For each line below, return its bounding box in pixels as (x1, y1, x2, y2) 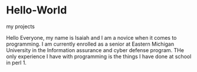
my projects (6, 23, 35, 30)
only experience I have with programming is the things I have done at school (6, 53, 192, 60)
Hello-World (6, 4, 67, 17)
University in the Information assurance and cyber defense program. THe (6, 46, 185, 53)
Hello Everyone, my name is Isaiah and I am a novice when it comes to (6, 34, 177, 41)
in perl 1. (6, 59, 27, 66)
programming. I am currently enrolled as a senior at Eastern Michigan (6, 40, 175, 47)
